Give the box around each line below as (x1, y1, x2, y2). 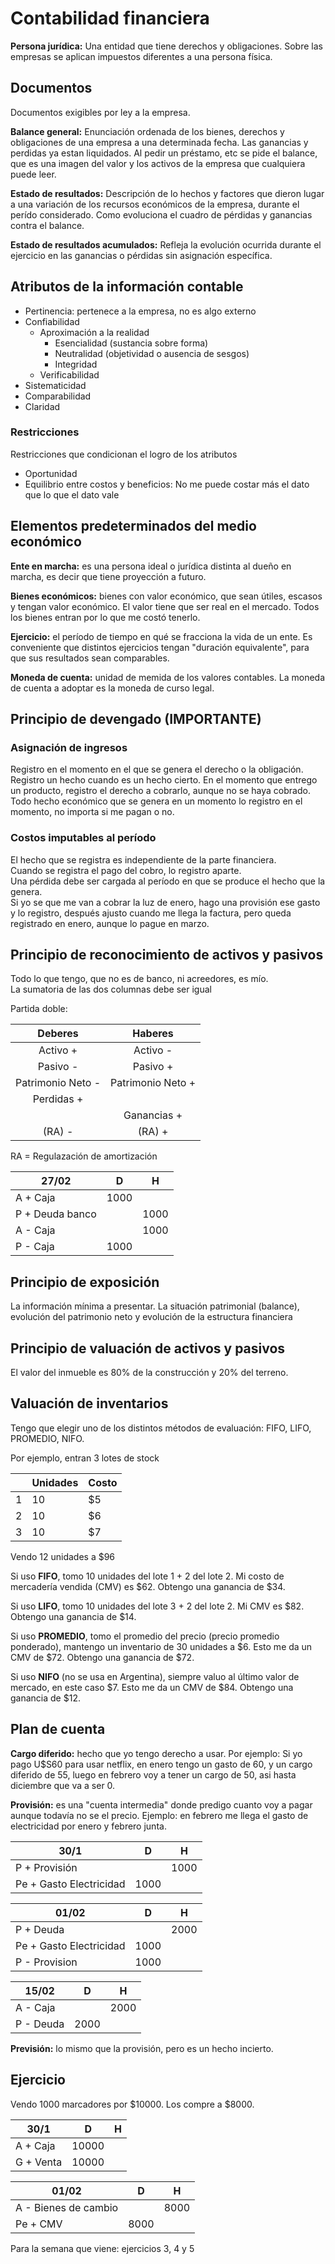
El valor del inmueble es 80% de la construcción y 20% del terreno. (10, 1367, 289, 1379)
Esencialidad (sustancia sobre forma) (54, 337, 209, 349)
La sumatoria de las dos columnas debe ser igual (10, 983, 212, 996)
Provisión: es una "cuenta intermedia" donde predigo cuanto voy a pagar (10, 1798, 313, 1811)
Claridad (24, 400, 61, 412)
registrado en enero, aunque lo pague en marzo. (10, 917, 210, 929)
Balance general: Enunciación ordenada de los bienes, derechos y (10, 125, 285, 137)
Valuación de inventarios (10, 1395, 169, 1412)
